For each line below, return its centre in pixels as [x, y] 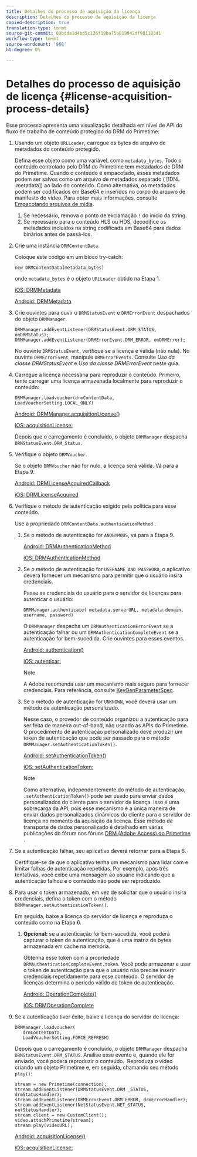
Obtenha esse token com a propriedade [71, 957]
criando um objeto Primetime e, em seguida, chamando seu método [96, 1067]
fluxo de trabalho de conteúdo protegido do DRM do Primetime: [83, 131]
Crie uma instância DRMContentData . [57, 245]
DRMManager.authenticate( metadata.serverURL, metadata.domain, [103, 610]
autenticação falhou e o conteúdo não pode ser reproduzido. [88, 881]
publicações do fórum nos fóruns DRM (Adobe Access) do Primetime [107, 833]
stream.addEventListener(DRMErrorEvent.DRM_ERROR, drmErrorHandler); [101, 1099]
